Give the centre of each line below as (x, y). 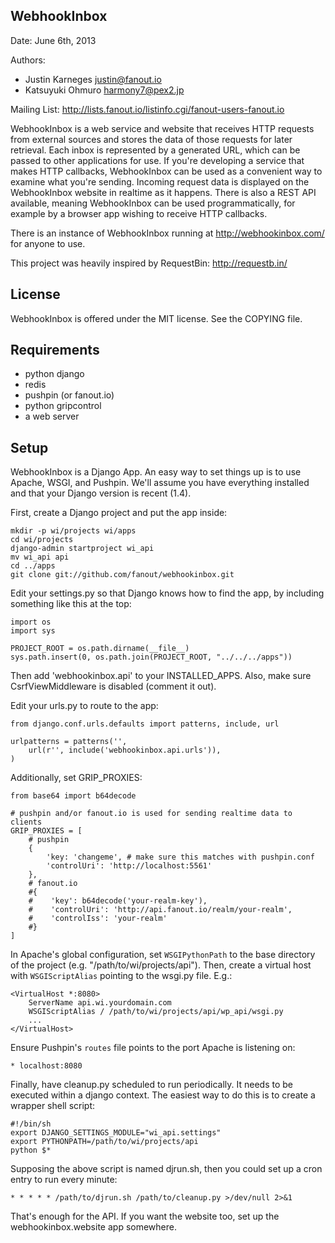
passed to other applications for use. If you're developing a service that (157, 160)
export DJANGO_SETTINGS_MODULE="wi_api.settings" (116, 1133)
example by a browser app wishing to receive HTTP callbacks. (139, 213)
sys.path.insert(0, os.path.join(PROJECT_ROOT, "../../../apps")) (151, 657)
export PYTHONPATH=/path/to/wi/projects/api (104, 1142)
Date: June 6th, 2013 (53, 40)
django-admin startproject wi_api (82, 549)
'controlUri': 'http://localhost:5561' (129, 866)
